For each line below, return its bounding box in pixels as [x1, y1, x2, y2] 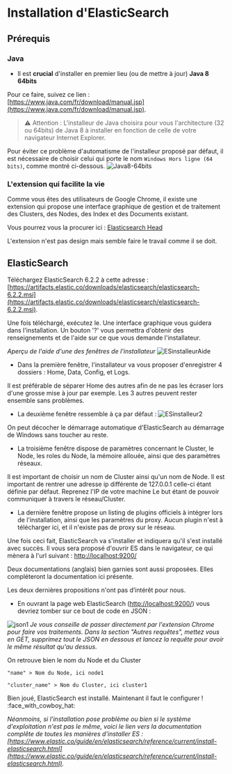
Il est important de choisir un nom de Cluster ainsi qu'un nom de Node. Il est [7, 472, 225, 480]
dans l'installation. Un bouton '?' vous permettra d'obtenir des [7, 326, 184, 334]
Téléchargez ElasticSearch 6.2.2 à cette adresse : [7, 275, 149, 284]
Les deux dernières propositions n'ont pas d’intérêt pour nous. [7, 586, 186, 594]
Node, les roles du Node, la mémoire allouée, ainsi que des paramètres [17, 451, 221, 460]
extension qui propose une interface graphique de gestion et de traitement [7, 202, 221, 211]
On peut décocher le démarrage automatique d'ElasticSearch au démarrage [7, 423, 224, 432]
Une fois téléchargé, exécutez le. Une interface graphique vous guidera [7, 319, 212, 327]
